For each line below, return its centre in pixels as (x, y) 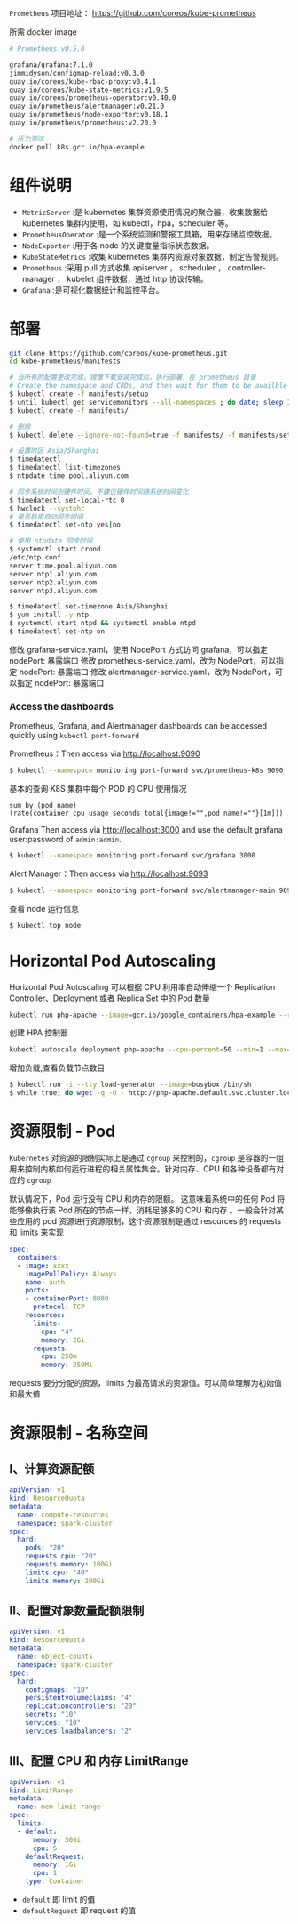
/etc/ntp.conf (35, 558)
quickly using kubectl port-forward (74, 736)
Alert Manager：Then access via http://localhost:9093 (109, 873)
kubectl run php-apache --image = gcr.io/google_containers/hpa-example (142, 1015)
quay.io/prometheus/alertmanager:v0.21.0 (87, 106)
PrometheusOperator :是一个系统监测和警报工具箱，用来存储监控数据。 (149, 234)
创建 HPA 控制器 (39, 1033)
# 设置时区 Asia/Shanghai (55, 451)
